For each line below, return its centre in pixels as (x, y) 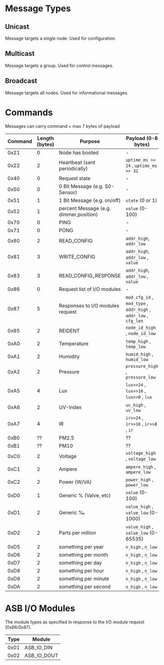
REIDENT (69, 331)
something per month (83, 555)
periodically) (73, 168)
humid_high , (140, 354)
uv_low (133, 410)
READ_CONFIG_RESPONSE (90, 276)
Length (46, 138)
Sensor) (68, 192)
